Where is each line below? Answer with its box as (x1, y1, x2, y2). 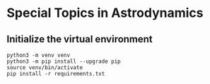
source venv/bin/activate (6, 64, 83, 71)
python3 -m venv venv (6, 52, 71, 59)
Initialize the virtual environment (6, 33, 153, 45)
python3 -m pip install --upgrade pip (6, 58, 121, 65)
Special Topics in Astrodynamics (6, 5, 204, 21)
